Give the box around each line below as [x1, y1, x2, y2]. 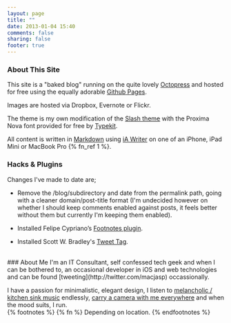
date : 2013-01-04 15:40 [7, 23, 76, 30]
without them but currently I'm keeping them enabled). [17, 211, 172, 219]
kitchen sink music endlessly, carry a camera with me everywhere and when [7, 293, 225, 302]
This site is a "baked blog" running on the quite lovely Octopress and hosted [7, 81, 224, 89]
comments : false [7, 29, 54, 37]
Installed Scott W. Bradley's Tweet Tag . [17, 237, 129, 245]
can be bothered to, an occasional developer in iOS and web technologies [7, 265, 217, 273]
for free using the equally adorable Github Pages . [7, 87, 147, 96]
